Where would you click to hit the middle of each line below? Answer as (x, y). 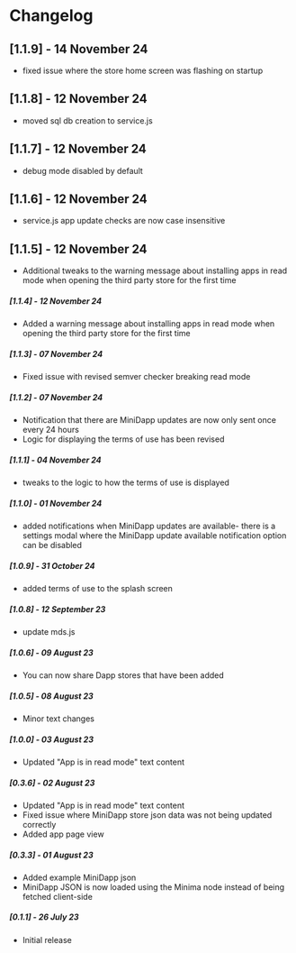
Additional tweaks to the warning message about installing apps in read (155, 270)
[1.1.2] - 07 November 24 (56, 397)
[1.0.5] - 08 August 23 (52, 696)
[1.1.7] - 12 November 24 (78, 149)
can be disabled (52, 545)
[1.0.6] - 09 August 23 (52, 652)
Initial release (47, 939)
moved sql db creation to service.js (87, 120)
